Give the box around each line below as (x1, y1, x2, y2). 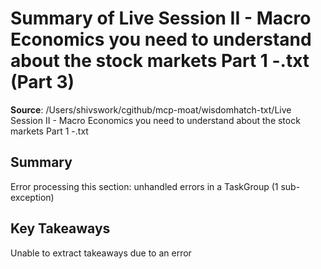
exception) (10, 191, 55, 203)
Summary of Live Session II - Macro (10, 7, 312, 30)
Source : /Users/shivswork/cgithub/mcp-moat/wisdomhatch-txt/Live (10, 103, 292, 116)
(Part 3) (10, 71, 75, 94)
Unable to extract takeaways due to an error (10, 247, 192, 259)
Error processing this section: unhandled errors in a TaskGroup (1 (10, 180, 279, 192)
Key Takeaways (10, 220, 111, 237)
